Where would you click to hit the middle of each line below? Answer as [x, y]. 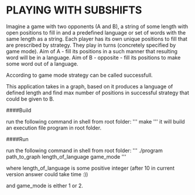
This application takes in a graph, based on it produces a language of [90, 86]
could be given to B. [30, 99]
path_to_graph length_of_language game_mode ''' [66, 156]
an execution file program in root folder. [54, 128]
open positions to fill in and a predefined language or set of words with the [96, 32]
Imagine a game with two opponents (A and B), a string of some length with [97, 26]
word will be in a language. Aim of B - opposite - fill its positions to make [93, 57]
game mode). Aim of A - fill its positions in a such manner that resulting [92, 51]
